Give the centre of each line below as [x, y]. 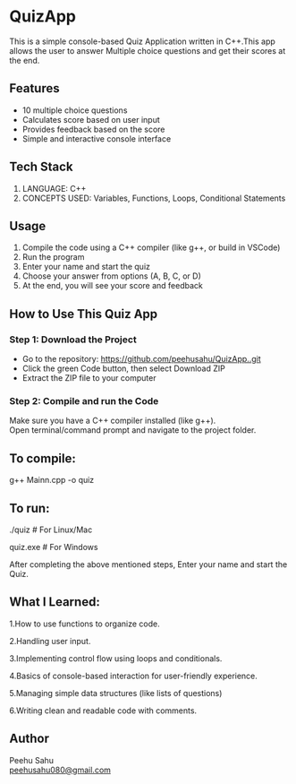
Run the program [53, 257]
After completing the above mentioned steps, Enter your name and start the [148, 564]
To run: [30, 508]
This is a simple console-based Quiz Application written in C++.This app [142, 41]
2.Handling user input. [50, 641]
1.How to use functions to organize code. [85, 624]
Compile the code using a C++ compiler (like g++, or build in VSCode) [151, 247]
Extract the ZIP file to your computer [89, 378]
